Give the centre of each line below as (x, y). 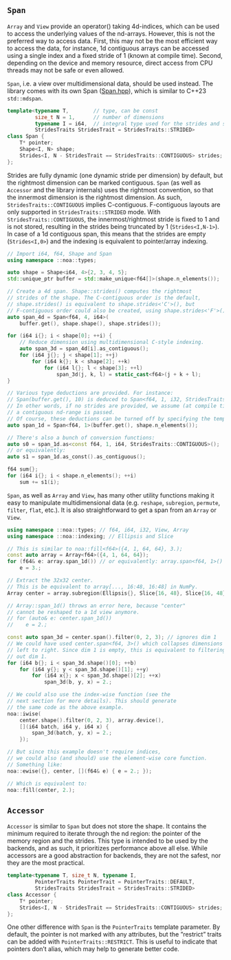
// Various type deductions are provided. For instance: (90, 393)
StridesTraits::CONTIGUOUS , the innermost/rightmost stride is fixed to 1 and (113, 219)
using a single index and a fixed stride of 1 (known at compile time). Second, (115, 55)
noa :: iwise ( (24, 714)
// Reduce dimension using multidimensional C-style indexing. (112, 343)
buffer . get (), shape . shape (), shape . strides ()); (90, 323)
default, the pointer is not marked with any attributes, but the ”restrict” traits (114, 935)
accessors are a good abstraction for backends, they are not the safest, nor (114, 856)
